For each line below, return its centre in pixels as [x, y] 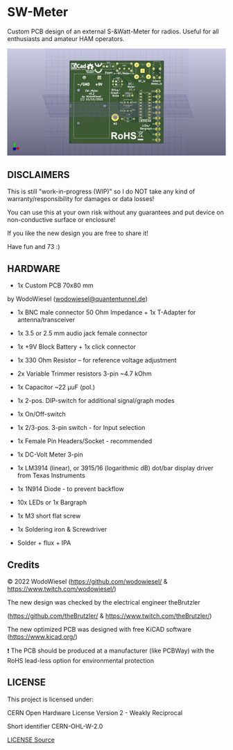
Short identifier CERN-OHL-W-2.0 [55, 726]
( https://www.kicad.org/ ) [42, 637]
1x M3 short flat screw [49, 516]
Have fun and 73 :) [34, 247]
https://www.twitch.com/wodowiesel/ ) [62, 589]
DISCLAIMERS [38, 175]
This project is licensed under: [50, 699]
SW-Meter [38, 12]
